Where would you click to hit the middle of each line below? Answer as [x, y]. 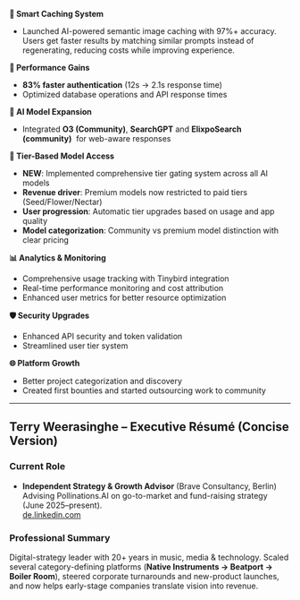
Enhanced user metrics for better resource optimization [124, 297]
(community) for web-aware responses [96, 138]
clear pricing [46, 240]
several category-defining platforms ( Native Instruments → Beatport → [141, 566]
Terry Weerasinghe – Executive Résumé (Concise [149, 427]
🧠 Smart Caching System [57, 14]
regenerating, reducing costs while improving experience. [128, 50]
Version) [33, 441]
